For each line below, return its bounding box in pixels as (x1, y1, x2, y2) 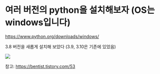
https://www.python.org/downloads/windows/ (5, 33, 99, 39)
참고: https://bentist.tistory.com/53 (5, 63, 75, 69)
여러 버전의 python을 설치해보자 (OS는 (5, 4, 155, 16)
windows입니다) (5, 17, 71, 28)
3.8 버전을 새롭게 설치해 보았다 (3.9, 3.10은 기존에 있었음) (5, 43, 116, 49)
